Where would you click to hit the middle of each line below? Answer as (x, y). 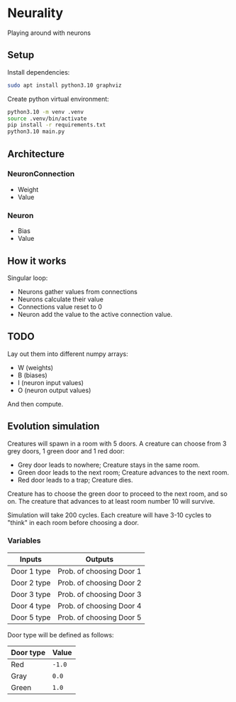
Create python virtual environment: (58, 99)
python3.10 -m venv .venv (45, 112)
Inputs (31, 559)
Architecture (36, 154)
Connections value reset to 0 (60, 306)
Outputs (100, 559)
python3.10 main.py (36, 132)
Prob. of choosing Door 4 (100, 605)
